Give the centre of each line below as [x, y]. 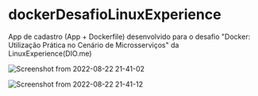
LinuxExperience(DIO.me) [50, 53]
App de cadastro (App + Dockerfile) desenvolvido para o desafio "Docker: [129, 36]
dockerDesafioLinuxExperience [115, 15]
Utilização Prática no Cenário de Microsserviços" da [94, 44]
